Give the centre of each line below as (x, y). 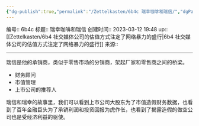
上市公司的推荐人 (36, 89)
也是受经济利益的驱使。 (40, 117)
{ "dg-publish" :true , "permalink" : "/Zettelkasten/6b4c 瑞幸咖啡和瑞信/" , (93, 12)
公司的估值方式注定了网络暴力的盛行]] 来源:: (65, 44)
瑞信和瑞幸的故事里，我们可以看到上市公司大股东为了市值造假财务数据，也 (97, 102)
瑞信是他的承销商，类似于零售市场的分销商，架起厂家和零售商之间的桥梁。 (97, 62)
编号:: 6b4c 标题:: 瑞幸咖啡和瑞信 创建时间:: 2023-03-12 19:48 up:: (87, 29)
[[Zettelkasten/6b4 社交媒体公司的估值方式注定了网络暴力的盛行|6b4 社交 (96, 37)
